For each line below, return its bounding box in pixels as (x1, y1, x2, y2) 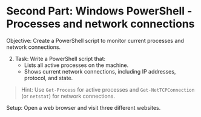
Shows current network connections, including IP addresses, (24, 68, 176, 75)
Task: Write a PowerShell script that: (15, 55, 106, 62)
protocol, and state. (24, 74, 73, 81)
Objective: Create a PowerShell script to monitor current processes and (6, 37, 185, 44)
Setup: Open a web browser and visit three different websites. (6, 104, 161, 111)
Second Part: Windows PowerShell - (6, 4, 193, 18)
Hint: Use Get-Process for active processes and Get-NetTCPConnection (21, 86, 195, 93)
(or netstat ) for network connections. (21, 92, 115, 100)
